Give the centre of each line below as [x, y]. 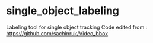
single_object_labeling [63, 11]
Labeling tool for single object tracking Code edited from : [77, 27]
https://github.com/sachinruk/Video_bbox [57, 33]
